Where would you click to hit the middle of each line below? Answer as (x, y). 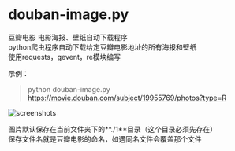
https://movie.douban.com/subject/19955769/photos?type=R (127, 98)
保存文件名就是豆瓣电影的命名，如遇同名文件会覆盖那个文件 (105, 138)
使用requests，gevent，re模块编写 (64, 57)
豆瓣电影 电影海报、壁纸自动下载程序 (68, 37)
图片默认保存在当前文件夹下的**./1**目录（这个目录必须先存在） (112, 129)
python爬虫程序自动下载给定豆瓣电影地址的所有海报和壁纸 (103, 47)
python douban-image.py (69, 89)
